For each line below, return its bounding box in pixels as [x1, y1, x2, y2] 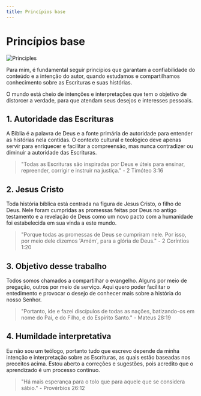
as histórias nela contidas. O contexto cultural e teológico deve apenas [6, 136, 182, 144]
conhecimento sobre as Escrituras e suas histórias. [6, 78, 133, 86]
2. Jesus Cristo [6, 184, 64, 195]
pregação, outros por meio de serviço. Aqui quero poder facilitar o [6, 283, 170, 291]
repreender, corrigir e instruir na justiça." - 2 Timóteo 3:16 [20, 167, 164, 174]
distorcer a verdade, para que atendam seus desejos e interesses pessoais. [6, 96, 193, 104]
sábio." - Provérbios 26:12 [20, 384, 85, 391]
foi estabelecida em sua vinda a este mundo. [6, 219, 117, 226]
